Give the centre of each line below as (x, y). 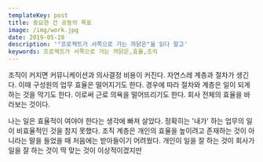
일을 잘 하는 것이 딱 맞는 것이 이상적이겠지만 (75, 150)
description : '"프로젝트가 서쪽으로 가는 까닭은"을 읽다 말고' (98, 45)
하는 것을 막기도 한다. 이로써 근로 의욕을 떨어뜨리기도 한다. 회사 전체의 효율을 (125, 94)
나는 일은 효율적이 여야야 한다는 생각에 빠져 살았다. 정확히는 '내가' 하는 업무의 (126, 121)
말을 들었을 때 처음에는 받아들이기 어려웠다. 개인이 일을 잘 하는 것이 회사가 (142, 140)
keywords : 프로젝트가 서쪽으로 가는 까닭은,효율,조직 (83, 52)
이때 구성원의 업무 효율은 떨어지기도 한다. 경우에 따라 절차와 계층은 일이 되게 (135, 85)
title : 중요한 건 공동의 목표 (50, 23)
